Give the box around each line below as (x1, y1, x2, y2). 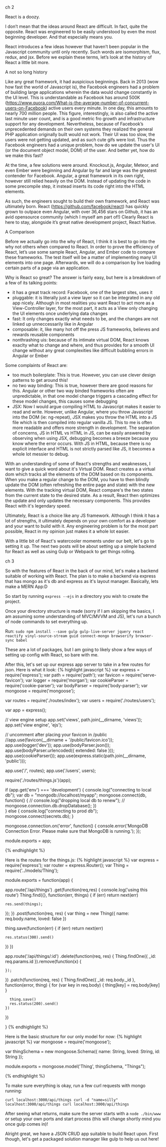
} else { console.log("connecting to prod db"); (5, 808, 98, 814)
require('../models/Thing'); (5, 867, 59, 873)
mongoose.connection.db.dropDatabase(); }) (5, 803, 97, 808)
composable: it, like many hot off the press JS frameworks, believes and (12, 326, 160, 332)
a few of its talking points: (5, 280, 58, 286)
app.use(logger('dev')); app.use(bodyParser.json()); (5, 742, 111, 748)
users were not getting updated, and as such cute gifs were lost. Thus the (5, 137, 156, 143)
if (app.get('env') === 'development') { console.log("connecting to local (5, 787, 152, 792)
